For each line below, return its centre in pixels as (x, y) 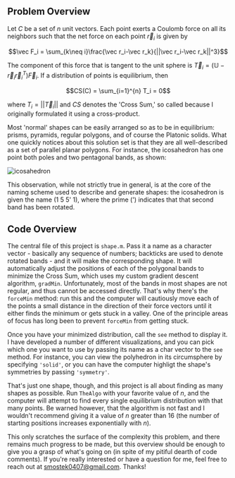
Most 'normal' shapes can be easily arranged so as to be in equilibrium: (111, 127)
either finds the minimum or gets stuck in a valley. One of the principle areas (118, 314)
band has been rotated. (41, 207)
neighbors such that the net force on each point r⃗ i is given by (97, 37)
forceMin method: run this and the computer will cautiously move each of (113, 298)
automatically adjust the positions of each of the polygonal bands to (106, 269)
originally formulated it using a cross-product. (74, 114)
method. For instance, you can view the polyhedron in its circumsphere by (115, 357)
